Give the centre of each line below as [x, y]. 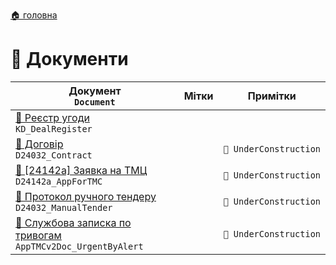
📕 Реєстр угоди [52, 117]
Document [95, 102]
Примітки [272, 96]
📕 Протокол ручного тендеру [86, 196]
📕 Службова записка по [73, 222]
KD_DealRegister [54, 128]
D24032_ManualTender [64, 207]
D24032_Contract [54, 155]
